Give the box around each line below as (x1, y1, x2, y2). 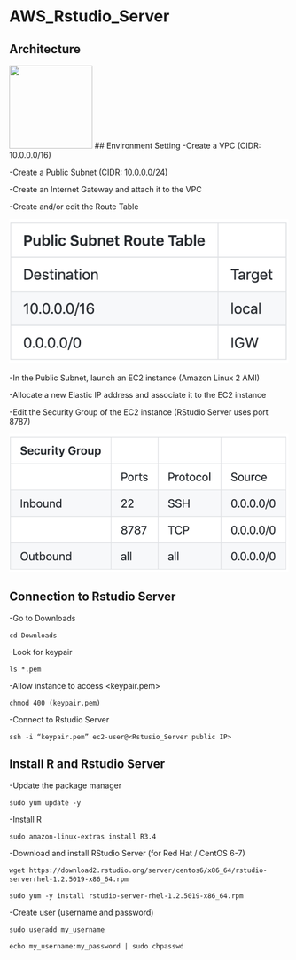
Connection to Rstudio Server (9, 589, 176, 605)
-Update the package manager (9, 780, 122, 791)
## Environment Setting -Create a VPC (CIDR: (94, 140, 261, 151)
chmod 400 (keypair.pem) (9, 699, 101, 707)
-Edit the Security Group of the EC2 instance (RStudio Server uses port (9, 407, 269, 418)
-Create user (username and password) (9, 907, 154, 917)
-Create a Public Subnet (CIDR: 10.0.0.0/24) (9, 167, 168, 177)
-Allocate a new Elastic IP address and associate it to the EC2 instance (9, 390, 267, 401)
